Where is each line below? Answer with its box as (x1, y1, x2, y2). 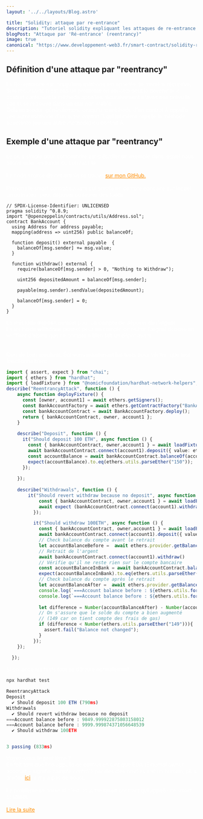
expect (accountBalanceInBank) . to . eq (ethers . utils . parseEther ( (38, 571, 199, 577)
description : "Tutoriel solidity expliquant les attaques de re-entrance (6, 25, 196, 31)
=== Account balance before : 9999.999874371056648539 (6, 722, 145, 728)
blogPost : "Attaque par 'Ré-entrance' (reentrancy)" (6, 31, 142, 37)
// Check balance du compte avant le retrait (38, 537, 155, 543)
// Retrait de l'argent (38, 548, 98, 554)
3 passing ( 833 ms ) (6, 744, 53, 750)
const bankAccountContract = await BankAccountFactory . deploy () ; (22, 408, 190, 414)
